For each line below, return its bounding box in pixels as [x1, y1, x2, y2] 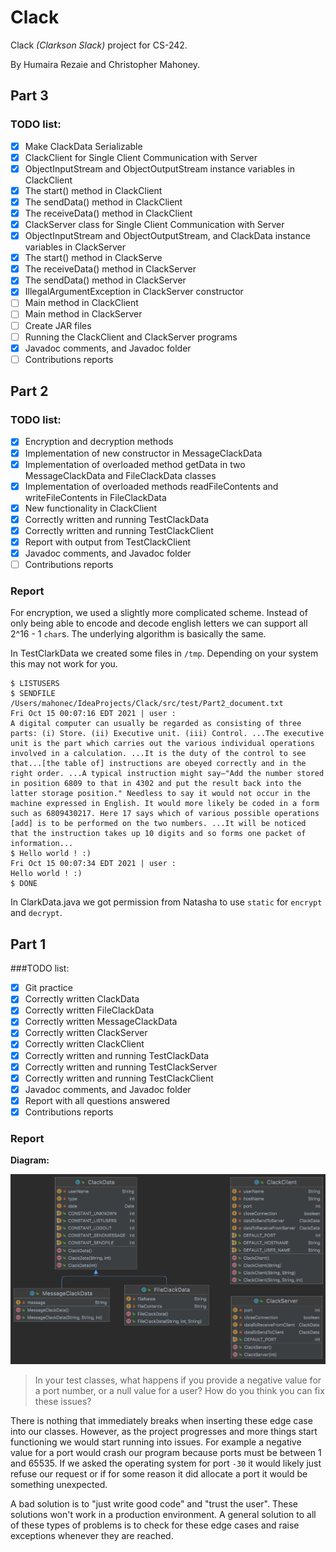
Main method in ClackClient [24, 297, 139, 309]
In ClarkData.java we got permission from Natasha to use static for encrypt [10, 896, 323, 908]
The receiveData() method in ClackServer [24, 263, 197, 275]
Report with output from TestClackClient [24, 536, 192, 548]
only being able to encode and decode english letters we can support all [10, 617, 308, 630]
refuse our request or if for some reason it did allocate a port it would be [10, 1468, 308, 1480]
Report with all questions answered [24, 1094, 170, 1106]
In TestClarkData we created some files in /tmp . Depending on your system [10, 647, 319, 660]
